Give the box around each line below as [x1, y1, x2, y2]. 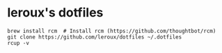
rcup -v [7, 39, 30, 46]
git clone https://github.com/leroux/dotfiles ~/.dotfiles [7, 33, 182, 41]
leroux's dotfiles [7, 5, 104, 21]
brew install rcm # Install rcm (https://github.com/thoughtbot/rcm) [7, 28, 216, 34]
